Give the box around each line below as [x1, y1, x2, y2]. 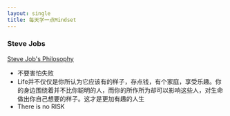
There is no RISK [17, 102, 65, 111]
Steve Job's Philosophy [7, 54, 74, 62]
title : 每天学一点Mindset [7, 16, 77, 23]
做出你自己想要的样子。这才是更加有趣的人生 [17, 94, 145, 103]
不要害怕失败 [17, 69, 54, 77]
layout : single [7, 10, 51, 17]
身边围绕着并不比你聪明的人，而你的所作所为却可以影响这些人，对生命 [23, 86, 223, 94]
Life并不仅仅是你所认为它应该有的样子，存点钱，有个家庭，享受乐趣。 [17, 77, 216, 86]
